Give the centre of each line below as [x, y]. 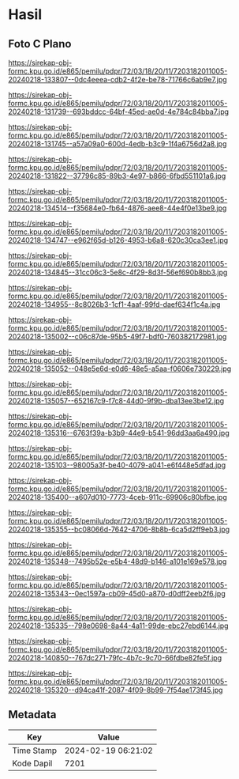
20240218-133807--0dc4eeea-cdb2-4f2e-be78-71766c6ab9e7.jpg [118, 79]
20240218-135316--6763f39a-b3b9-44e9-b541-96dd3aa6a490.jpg [119, 433]
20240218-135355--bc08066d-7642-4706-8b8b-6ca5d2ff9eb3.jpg [119, 529]
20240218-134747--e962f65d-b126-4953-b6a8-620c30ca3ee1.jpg [118, 240]
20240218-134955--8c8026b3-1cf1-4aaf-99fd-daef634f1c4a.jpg [114, 304]
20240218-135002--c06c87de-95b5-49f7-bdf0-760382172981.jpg [118, 337]
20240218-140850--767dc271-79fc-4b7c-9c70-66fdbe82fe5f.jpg [115, 658]
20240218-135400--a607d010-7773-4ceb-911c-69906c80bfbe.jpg [118, 497]
